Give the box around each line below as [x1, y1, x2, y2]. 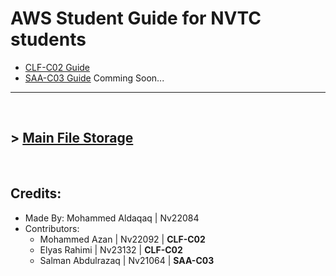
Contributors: [24, 222, 80, 234]
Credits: [10, 185, 62, 202]
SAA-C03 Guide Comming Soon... [24, 72, 165, 84]
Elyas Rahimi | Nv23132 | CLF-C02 [39, 243, 183, 256]
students [10, 28, 87, 51]
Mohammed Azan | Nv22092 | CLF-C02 [39, 233, 206, 245]
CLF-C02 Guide [24, 61, 91, 73]
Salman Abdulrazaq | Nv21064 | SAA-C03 [39, 254, 215, 266]
